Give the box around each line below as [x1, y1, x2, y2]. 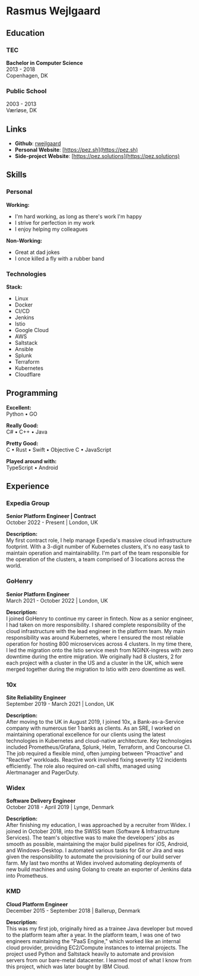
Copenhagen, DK [6, 72, 49, 79]
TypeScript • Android [6, 464, 58, 471]
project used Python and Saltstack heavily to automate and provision [6, 950, 175, 958]
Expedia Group [6, 499, 50, 507]
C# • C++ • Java [6, 428, 48, 435]
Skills [6, 170, 27, 180]
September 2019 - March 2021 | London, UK [6, 701, 115, 708]
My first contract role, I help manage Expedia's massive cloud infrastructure [6, 537, 192, 544]
